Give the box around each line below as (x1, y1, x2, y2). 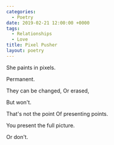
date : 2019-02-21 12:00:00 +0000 (6, 20, 90, 26)
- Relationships (11, 31, 52, 37)
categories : (6, 8, 36, 15)
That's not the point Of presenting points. (6, 110, 109, 117)
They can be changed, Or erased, (6, 87, 89, 94)
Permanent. (6, 75, 35, 82)
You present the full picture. (6, 122, 75, 129)
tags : (6, 25, 20, 32)
